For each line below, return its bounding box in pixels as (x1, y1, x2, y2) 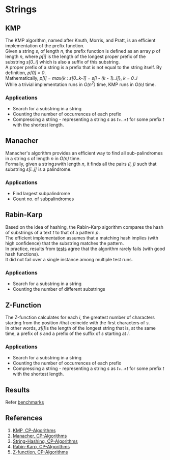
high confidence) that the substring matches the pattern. (5, 240, 124, 246)
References (5, 414, 43, 422)
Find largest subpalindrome (12, 191, 70, 197)
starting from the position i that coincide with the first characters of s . (5, 319, 150, 326)
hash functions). (5, 251, 40, 257)
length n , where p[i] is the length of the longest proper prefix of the (5, 53, 146, 59)
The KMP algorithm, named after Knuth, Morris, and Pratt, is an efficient (5, 37, 156, 43)
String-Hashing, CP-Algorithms (12, 438, 78, 444)
